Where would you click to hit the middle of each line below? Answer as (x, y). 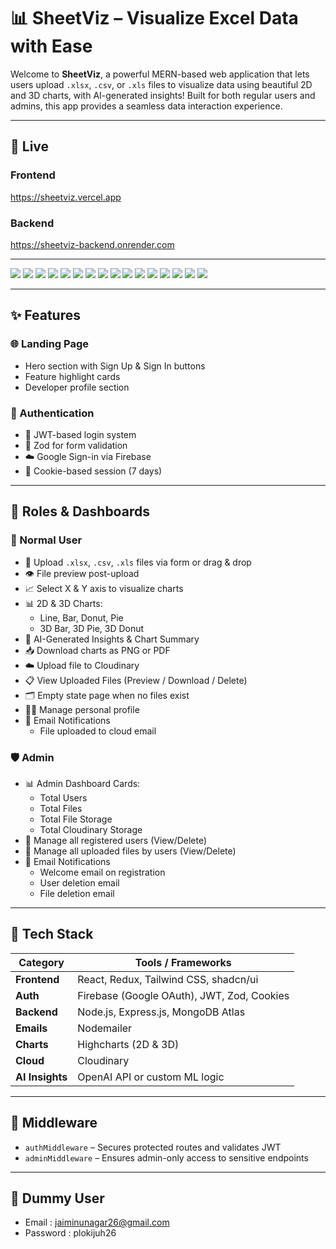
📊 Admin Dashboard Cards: (82, 783)
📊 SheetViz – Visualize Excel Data (154, 18)
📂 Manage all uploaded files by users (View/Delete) (130, 851)
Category (41, 962)
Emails (31, 1028)
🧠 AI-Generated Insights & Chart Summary (112, 639)
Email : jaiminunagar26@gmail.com (97, 1222)
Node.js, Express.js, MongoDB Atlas (161, 1012)
